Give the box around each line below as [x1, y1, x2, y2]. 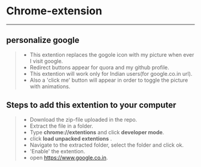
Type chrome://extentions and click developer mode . [29, 128, 165, 135]
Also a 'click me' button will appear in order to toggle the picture [29, 76, 188, 83]
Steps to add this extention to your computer [6, 100, 176, 110]
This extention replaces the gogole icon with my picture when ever [29, 51, 194, 58]
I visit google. [29, 57, 63, 64]
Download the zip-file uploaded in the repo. [29, 116, 138, 123]
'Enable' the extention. [29, 147, 86, 154]
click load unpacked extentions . [29, 135, 112, 142]
